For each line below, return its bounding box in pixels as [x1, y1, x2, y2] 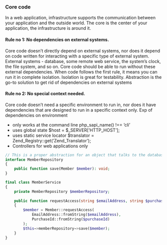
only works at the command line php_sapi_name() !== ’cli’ [12, 122, 131, 127]
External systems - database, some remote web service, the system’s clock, [5, 58, 161, 64]
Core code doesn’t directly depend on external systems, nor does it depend [5, 48, 161, 54]
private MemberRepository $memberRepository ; [14, 189, 110, 194]
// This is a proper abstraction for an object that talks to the [5, 152, 146, 157]
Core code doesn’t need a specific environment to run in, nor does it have [5, 102, 157, 108]
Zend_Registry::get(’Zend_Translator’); [12, 137, 91, 143]
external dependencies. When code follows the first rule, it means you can [5, 68, 158, 75]
